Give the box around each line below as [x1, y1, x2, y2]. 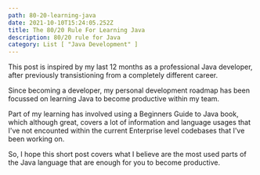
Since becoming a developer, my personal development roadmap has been [8, 86, 251, 95]
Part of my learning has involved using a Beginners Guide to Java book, [8, 109, 239, 118]
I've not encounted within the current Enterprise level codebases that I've [8, 126, 245, 136]
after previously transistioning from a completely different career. [8, 71, 218, 80]
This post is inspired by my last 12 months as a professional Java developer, [8, 62, 253, 71]
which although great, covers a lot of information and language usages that [8, 118, 251, 127]
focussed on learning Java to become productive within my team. [8, 94, 220, 104]
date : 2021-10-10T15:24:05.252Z [8, 19, 114, 27]
